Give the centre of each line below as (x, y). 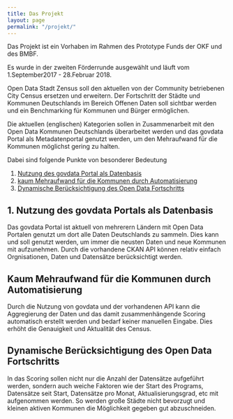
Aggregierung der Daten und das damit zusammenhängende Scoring (106, 314)
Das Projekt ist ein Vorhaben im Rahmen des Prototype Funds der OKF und (114, 47)
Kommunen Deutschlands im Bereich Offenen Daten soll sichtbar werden (112, 103)
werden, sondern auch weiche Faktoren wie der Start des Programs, (105, 385)
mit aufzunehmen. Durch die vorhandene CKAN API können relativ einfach (114, 249)
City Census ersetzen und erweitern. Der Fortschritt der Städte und (104, 96)
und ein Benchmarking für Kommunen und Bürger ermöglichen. (98, 111)
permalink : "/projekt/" (42, 27)
